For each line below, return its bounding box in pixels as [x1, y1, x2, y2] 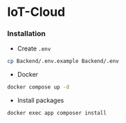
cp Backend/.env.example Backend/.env [7, 58, 119, 65]
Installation [7, 29, 46, 39]
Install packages [17, 96, 64, 104]
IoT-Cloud [7, 4, 66, 20]
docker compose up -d [7, 84, 70, 91]
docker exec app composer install [7, 110, 107, 117]
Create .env [17, 44, 51, 53]
